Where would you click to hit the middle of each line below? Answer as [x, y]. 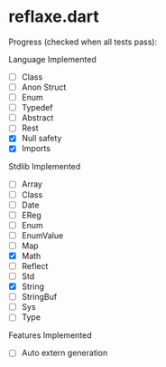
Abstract [37, 118]
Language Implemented [52, 59]
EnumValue [42, 235]
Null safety [41, 139]
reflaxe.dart [54, 17]
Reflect [35, 266]
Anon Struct [44, 87]
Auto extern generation [65, 353]
